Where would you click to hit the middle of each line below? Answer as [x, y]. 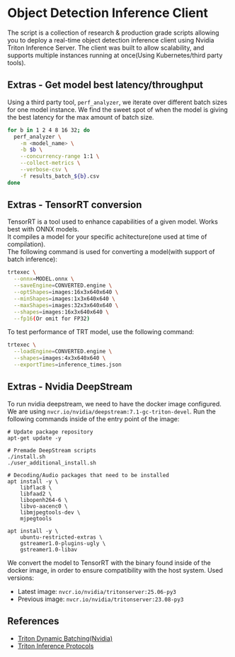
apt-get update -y [34, 438]
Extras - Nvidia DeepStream [70, 387]
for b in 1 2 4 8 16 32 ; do [49, 130]
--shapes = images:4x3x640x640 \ [60, 358]
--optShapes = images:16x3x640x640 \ [66, 292]
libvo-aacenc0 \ [44, 506]
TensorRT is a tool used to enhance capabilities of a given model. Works [113, 222]
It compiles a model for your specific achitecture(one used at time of [107, 237]
